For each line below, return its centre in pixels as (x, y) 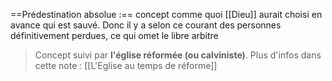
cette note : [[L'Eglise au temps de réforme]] (126, 65)
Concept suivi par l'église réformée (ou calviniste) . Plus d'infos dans (178, 55)
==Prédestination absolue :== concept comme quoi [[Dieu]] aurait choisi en (166, 14)
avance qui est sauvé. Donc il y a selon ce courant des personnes (146, 25)
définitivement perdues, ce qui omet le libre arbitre (114, 35)
